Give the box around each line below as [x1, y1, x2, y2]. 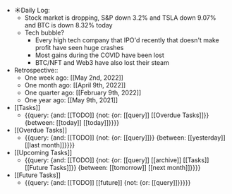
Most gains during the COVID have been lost [35, 51, 164, 59]
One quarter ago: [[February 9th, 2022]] [24, 88, 142, 97]
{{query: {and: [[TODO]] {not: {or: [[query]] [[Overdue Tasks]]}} [24, 111, 209, 119]
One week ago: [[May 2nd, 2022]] [24, 73, 123, 82]
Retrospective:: [13, 66, 59, 74]
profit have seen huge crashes [35, 44, 124, 51]
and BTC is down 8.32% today [24, 21, 113, 29]
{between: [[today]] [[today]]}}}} [24, 119, 120, 126]
